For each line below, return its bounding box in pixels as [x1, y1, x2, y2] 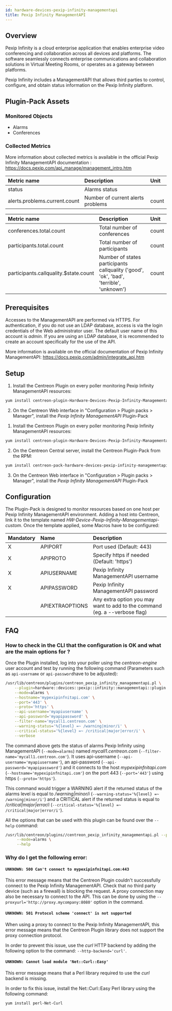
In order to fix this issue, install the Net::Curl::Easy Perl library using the [5, 985, 156, 991]
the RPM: [12, 453, 32, 459]
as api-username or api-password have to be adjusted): [5, 671, 118, 677]
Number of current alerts [84, 194, 144, 201]
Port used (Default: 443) [93, 543, 152, 550]
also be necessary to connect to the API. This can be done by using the [5, 893, 156, 900]
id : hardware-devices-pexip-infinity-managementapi [5, 7, 118, 13]
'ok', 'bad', [99, 273, 124, 280]
